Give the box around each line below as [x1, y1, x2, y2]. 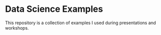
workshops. [5, 25, 29, 31]
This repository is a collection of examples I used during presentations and [5, 20, 156, 26]
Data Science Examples [5, 3, 103, 15]
